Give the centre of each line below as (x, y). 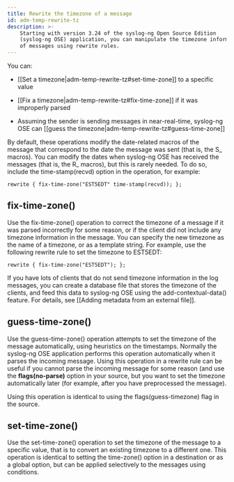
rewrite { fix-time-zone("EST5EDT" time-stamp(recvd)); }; (95, 185)
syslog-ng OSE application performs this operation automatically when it (111, 353)
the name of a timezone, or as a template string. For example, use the (107, 244)
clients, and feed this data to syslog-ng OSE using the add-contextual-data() (117, 293)
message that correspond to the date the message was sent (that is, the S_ (115, 149)
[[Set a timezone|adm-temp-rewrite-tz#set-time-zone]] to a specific (115, 79)
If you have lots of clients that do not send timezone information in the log (113, 278)
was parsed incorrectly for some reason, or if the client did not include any (114, 230)
